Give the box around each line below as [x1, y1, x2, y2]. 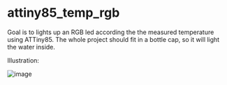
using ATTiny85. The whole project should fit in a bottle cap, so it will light [7, 35, 220, 43]
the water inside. [7, 42, 56, 51]
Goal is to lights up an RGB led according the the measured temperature [7, 28, 214, 36]
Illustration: [7, 56, 40, 64]
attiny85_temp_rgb [7, 5, 120, 21]
